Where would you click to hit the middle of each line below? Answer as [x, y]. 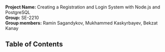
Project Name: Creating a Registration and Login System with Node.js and [83, 7]
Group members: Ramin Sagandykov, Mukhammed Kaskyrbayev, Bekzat [81, 23]
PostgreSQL [18, 12]
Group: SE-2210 [22, 18]
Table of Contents [34, 44]
